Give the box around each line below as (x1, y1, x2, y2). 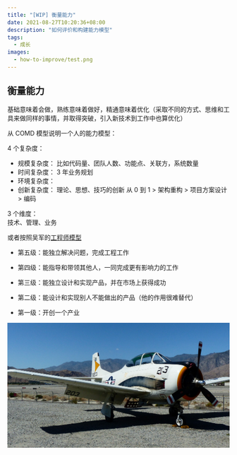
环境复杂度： (17, 177, 55, 185)
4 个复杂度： (7, 143, 44, 152)
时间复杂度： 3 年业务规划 (17, 167, 94, 176)
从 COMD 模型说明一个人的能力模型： (7, 129, 117, 137)
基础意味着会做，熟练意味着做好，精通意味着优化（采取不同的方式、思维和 (7, 105, 224, 113)
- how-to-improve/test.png (13, 57, 93, 64)
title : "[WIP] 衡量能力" (7, 11, 76, 18)
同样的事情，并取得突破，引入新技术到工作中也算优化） (25, 114, 187, 122)
